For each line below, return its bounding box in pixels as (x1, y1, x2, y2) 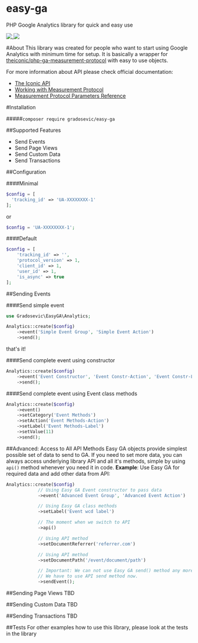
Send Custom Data (14, 150, 61, 158)
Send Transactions (14, 157, 61, 164)
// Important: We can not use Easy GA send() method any (37, 568, 181, 574)
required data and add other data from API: (6, 470, 111, 477)
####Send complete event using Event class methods (6, 389, 137, 397)
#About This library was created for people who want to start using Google (6, 44, 188, 51)
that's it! (6, 345, 26, 353)
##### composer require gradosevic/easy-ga (6, 115, 115, 122)
